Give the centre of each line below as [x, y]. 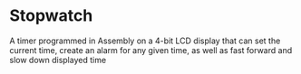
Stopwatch [51, 16]
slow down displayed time [58, 60]
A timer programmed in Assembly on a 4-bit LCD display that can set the [145, 41]
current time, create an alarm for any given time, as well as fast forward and [151, 50]
